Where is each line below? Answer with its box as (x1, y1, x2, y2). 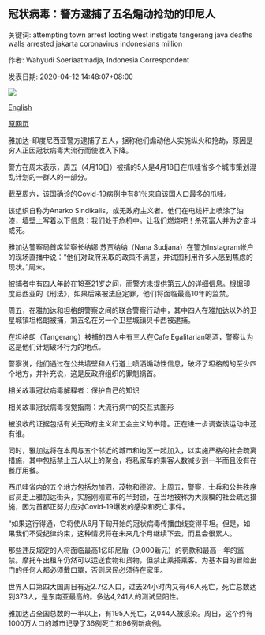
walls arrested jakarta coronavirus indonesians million (8, 39, 183, 48)
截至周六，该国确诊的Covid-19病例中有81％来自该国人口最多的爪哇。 (8, 189, 231, 198)
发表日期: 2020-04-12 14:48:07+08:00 (8, 72, 134, 81)
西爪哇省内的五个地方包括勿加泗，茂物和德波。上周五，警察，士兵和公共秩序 (8, 482, 257, 491)
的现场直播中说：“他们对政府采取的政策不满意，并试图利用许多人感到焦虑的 (8, 252, 254, 261)
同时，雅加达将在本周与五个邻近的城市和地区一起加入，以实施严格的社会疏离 (8, 445, 257, 455)
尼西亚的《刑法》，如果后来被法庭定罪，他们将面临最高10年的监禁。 (14, 288, 233, 298)
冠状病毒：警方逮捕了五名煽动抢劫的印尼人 (8, 7, 215, 21)
